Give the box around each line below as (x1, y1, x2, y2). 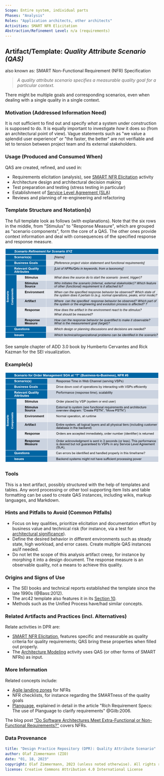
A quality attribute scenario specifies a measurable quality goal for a (17, 77, 156, 83)
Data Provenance (5, 734, 47, 741)
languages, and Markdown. (5, 497, 60, 503)
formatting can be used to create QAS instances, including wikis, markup (5, 492, 152, 498)
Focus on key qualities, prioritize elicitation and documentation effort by (12, 520, 157, 526)
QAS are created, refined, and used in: (5, 164, 82, 170)
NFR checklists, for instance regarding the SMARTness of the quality (12, 692, 150, 698)
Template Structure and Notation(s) (5, 207, 91, 213)
